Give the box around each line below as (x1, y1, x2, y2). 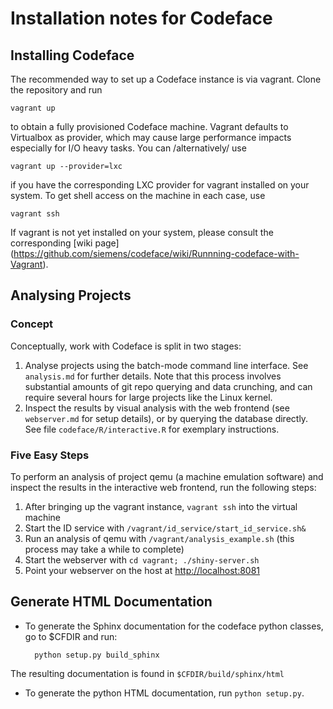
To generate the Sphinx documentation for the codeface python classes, (24, 620, 324, 632)
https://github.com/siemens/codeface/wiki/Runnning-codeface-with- (13, 248, 300, 259)
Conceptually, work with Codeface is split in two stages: (10, 340, 242, 352)
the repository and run (10, 84, 103, 96)
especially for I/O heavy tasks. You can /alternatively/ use (10, 142, 247, 154)
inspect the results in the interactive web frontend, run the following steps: (10, 481, 317, 493)
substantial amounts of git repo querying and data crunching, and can (24, 380, 313, 392)
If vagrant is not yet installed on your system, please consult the (10, 227, 274, 238)
